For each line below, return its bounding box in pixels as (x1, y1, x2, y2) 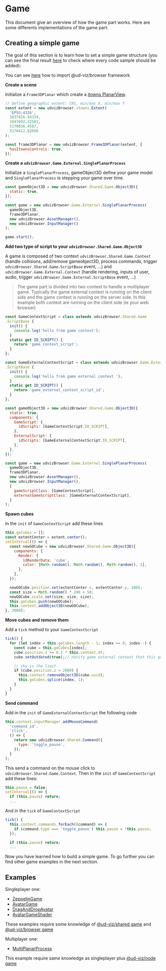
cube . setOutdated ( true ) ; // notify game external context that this (14, 654, 156, 659)
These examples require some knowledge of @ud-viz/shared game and (5, 921, 152, 927)
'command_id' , (9, 724, 39, 729)
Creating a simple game (5, 39, 80, 47)
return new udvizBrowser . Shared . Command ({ (14, 738, 103, 742)
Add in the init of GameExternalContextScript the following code (5, 709, 137, 715)
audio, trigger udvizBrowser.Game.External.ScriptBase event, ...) (5, 274, 136, 280)
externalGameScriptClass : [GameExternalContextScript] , (14, 493, 132, 498)
